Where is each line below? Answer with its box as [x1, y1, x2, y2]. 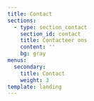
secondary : [14, 63, 46, 70]
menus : [7, 57, 27, 64]
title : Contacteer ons [20, 37, 88, 44]
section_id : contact [20, 30, 81, 38]
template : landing [7, 83, 62, 90]
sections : [7, 17, 37, 24]
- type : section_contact [14, 23, 88, 31]
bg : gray [20, 51, 46, 58]
